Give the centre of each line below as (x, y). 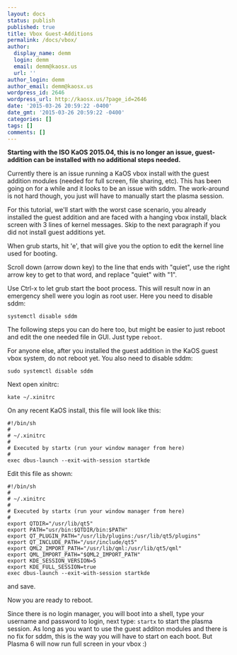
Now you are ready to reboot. (50, 600)
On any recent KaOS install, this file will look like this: (84, 410)
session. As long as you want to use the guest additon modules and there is (117, 629)
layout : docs (27, 14)
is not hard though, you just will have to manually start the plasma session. (116, 196)
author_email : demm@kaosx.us (50, 86)
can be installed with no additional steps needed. (107, 160)
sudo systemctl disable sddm (50, 371)
